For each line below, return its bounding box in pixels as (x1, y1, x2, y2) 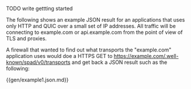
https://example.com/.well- (113, 53, 179, 59)
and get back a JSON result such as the (71, 59, 168, 66)
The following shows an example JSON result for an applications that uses (6, 16, 185, 23)
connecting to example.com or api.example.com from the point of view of (6, 29, 183, 36)
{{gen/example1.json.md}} (6, 76, 69, 83)
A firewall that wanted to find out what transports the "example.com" (6, 46, 172, 53)
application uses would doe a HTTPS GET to (6, 53, 113, 59)
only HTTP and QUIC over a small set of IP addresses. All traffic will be (6, 23, 176, 29)
